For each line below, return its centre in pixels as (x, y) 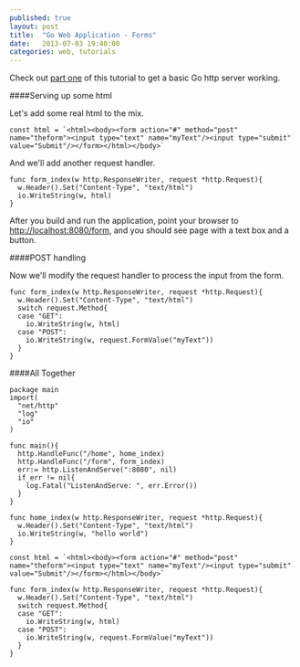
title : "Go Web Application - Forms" (83, 35)
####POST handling (48, 258)
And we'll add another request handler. (83, 163)
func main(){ (34, 446)
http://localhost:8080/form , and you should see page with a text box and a (149, 230)
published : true (40, 18)
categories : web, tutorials (63, 52)
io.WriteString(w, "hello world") (83, 534)
